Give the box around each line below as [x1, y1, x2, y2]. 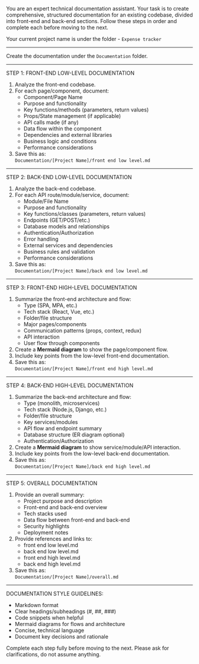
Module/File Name [23, 198, 69, 205]
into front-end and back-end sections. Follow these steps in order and [6, 18, 177, 24]
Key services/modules [23, 419, 78, 426]
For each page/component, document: [14, 87, 110, 94]
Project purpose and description [23, 497, 102, 505]
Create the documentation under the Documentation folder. [6, 53, 148, 59]
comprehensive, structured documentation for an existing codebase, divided [6, 11, 193, 18]
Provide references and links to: [14, 535, 93, 542]
